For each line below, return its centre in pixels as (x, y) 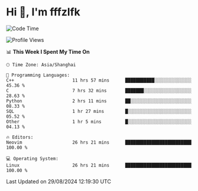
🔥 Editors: (20, 137)
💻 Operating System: (33, 158)
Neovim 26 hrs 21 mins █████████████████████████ (99, 142)
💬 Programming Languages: (38, 75)
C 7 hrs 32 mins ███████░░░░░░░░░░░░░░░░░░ (99, 90)
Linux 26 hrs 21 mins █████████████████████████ (99, 165)
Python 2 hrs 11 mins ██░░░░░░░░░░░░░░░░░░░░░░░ (99, 101)
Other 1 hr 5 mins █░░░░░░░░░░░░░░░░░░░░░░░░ (99, 122)
